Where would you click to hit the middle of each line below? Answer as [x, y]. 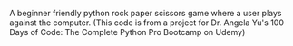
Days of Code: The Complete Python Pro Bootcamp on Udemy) [127, 32]
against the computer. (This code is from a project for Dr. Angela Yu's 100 [146, 23]
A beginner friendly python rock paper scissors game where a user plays [146, 13]
